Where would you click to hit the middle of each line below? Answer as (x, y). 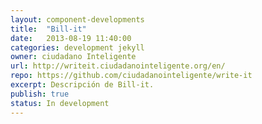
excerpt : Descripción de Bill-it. (82, 85)
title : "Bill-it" (48, 29)
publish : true (40, 94)
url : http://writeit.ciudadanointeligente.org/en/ (118, 66)
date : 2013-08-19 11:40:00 (71, 38)
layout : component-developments (77, 19)
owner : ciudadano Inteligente (73, 57)
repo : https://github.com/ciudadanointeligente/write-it (131, 76)
